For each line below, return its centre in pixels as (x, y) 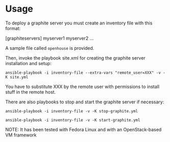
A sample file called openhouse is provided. (50, 48)
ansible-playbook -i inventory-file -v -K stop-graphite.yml (72, 111)
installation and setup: (29, 63)
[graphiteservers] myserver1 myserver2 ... (50, 38)
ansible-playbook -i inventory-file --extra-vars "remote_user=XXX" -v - (86, 73)
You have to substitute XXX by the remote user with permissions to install (82, 87)
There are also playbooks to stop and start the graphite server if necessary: (85, 102)
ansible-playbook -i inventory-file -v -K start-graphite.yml (73, 120)
